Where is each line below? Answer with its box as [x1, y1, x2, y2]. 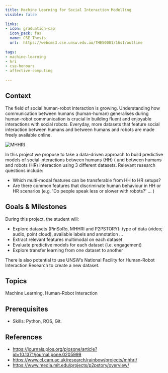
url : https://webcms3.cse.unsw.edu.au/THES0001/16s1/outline [10, 40, 143, 45]
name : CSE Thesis [10, 36, 46, 41]
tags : [5, 49, 17, 54]
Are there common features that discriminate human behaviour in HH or [12, 182, 161, 189]
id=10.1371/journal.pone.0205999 [12, 351, 81, 357]
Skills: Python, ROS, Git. [12, 318, 62, 324]
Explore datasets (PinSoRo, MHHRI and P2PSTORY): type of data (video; [12, 225, 163, 232]
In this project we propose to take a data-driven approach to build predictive [5, 151, 163, 157]
